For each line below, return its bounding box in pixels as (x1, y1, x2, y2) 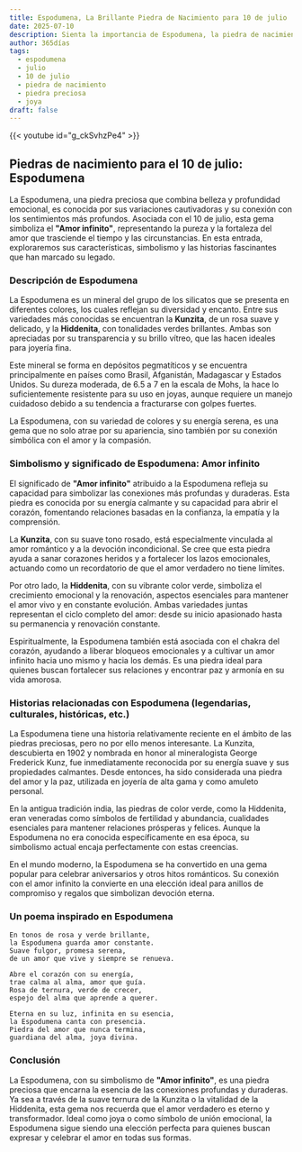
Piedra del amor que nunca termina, (9, 1025, 147, 1035)
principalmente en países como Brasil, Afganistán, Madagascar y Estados (9, 370, 282, 380)
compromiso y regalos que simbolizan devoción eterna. (9, 887, 216, 898)
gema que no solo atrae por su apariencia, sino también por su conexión (9, 425, 278, 436)
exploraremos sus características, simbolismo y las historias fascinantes (9, 242, 277, 253)
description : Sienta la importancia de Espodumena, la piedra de (9, 30, 259, 39)
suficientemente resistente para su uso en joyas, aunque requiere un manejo (9, 389, 293, 399)
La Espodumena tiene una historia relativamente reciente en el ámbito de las (9, 727, 292, 739)
